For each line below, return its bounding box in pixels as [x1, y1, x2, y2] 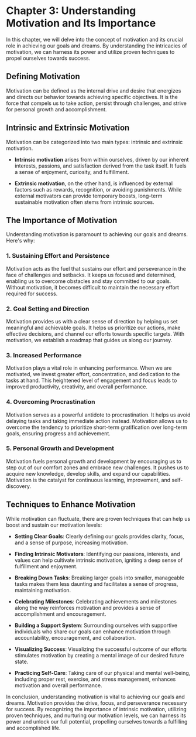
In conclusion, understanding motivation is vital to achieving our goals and [6, 693, 185, 700]
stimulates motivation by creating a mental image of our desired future [14, 651, 184, 658]
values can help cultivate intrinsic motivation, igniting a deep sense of [14, 557, 183, 564]
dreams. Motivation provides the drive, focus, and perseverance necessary [6, 699, 187, 707]
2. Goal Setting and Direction [6, 305, 90, 313]
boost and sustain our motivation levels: [6, 521, 102, 528]
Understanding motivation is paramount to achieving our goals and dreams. [6, 231, 188, 238]
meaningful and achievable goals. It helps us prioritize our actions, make [6, 324, 181, 331]
